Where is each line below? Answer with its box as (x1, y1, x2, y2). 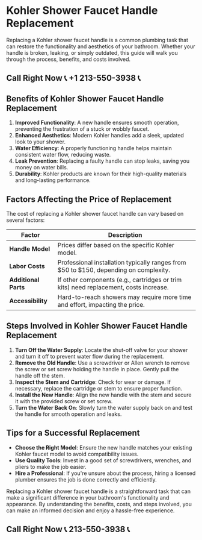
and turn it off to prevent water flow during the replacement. (14, 353, 164, 360)
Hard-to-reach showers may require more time (57, 293, 192, 301)
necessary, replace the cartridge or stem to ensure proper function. (14, 385, 183, 392)
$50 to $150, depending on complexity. (57, 266, 170, 274)
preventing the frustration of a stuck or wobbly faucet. (14, 125, 150, 133)
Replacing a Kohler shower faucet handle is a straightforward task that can (6, 488, 191, 495)
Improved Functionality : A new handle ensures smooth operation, (14, 119, 179, 127)
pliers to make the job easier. (14, 463, 87, 470)
